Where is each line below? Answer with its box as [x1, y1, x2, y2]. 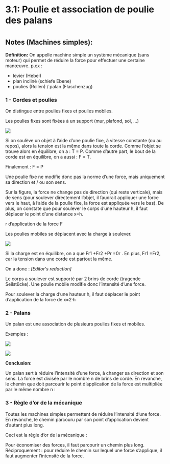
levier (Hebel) [12, 72, 42, 79]
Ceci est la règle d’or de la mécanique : [5, 432, 88, 438]
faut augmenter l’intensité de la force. [5, 453, 84, 459]
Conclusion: [5, 360, 32, 366]
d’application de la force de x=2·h [5, 297, 76, 303]
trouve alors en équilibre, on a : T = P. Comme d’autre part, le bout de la [5, 148, 156, 154]
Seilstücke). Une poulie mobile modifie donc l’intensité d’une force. [5, 281, 146, 287]
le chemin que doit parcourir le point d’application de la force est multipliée [5, 381, 163, 387]
